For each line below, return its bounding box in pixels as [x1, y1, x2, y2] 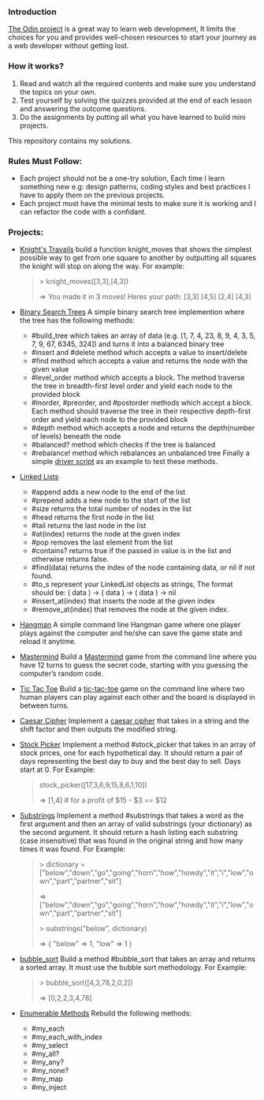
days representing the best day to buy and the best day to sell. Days [19, 757, 242, 766]
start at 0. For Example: [19, 765, 96, 775]
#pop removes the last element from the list [31, 537, 173, 547]
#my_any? [31, 1057, 65, 1067]
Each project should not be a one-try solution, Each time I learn [19, 173, 225, 183]
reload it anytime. [19, 637, 76, 646]
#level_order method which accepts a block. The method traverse [31, 373, 246, 383]
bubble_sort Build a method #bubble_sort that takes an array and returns [19, 954, 256, 964]
